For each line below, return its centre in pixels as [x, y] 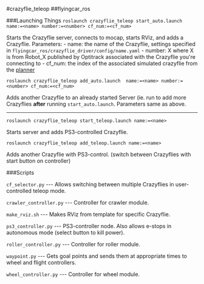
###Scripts [20, 173]
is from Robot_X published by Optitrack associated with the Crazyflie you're [101, 57]
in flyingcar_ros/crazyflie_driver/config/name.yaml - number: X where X [100, 50]
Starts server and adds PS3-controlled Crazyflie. [67, 132]
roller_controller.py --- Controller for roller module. [73, 244]
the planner [21, 70]
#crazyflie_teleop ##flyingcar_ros [48, 9]
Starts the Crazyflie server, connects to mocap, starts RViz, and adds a [95, 38]
